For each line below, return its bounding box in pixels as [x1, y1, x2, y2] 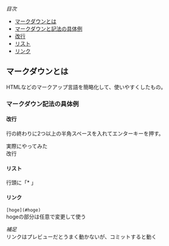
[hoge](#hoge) [6, 207, 42, 213]
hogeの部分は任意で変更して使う [6, 213, 87, 220]
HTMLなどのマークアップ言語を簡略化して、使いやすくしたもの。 [6, 83, 166, 90]
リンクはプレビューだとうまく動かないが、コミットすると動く [6, 234, 157, 241]
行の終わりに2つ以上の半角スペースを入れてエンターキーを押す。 [6, 130, 164, 137]
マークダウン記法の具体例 [6, 100, 79, 108]
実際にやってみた [6, 142, 48, 150]
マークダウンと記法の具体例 [14, 26, 83, 32]
